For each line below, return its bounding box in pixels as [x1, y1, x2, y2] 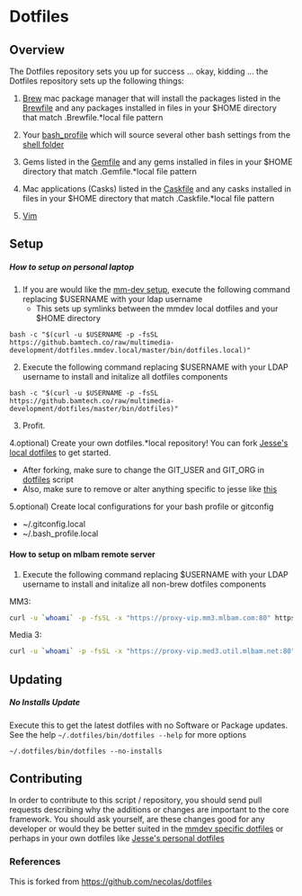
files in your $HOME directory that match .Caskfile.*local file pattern [22, 193, 275, 203]
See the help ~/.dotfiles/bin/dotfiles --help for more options [9, 729, 247, 739]
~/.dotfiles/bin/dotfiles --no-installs [9, 747, 164, 756]
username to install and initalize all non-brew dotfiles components [22, 578, 267, 589]
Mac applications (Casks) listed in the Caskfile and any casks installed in [22, 184, 292, 194]
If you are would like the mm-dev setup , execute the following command [22, 284, 290, 295]
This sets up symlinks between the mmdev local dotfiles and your [35, 303, 279, 314]
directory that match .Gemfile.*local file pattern [22, 166, 198, 176]
